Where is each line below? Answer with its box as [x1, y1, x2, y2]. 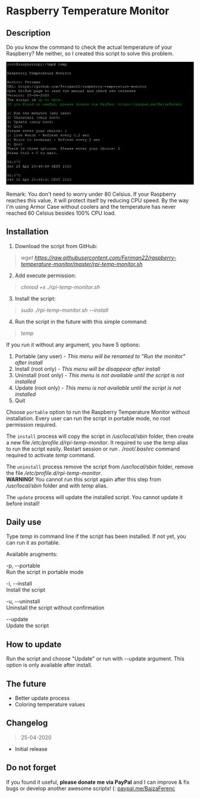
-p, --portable [6, 562, 40, 569]
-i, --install [6, 580, 33, 587]
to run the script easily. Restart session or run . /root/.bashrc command [6, 445, 180, 452]
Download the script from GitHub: [14, 242, 98, 249]
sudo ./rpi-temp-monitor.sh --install [20, 306, 109, 314]
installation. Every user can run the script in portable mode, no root [6, 415, 171, 422]
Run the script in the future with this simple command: [14, 318, 148, 325]
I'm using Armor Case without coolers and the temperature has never [6, 203, 176, 210]
